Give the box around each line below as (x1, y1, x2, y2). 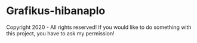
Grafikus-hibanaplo (6, 4, 106, 18)
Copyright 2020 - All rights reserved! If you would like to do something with (6, 24, 192, 31)
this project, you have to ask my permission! (6, 29, 115, 37)
